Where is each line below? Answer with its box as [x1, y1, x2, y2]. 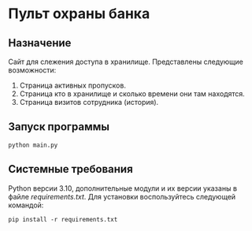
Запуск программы [8, 120, 110, 134]
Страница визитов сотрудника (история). [19, 98, 159, 106]
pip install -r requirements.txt [8, 215, 118, 223]
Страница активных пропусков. [19, 80, 126, 90]
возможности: [8, 65, 57, 75]
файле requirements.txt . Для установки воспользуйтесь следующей [8, 192, 236, 201]
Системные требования [8, 162, 134, 176]
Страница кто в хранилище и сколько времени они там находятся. [19, 89, 246, 99]
